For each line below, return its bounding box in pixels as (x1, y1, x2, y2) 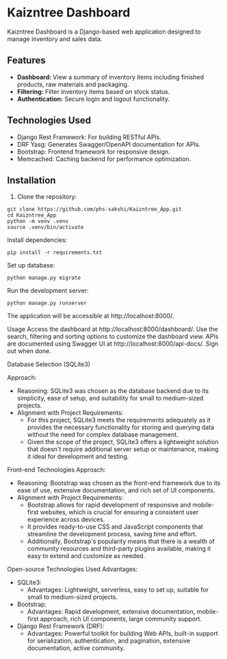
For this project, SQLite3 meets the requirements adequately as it (27, 416, 211, 424)
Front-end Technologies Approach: (7, 466, 106, 474)
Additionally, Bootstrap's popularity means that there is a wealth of (27, 537, 215, 546)
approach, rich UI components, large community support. (40, 615, 202, 623)
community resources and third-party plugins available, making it (27, 544, 211, 553)
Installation (7, 174, 56, 186)
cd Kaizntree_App (7, 212, 57, 219)
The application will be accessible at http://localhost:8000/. (7, 312, 174, 320)
